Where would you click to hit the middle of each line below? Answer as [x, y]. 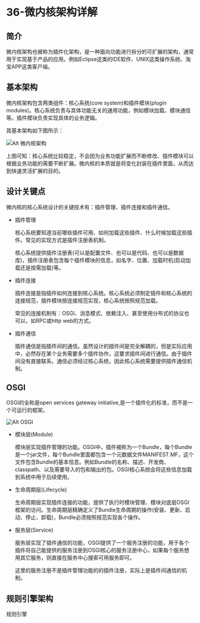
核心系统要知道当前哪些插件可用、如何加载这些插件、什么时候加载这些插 [103, 232]
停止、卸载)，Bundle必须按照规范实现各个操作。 [85, 517]
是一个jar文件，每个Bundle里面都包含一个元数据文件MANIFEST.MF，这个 [104, 454]
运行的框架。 [32, 410]
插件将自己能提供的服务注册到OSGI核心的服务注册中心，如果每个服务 [99, 550]
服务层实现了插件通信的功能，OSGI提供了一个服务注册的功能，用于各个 [102, 543]
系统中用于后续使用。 [46, 477]
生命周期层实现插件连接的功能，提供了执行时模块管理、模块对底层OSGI [102, 502]
